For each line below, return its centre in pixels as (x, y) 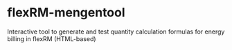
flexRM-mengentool (66, 13)
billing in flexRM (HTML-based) (52, 38)
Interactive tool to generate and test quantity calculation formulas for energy (116, 32)
